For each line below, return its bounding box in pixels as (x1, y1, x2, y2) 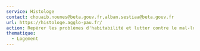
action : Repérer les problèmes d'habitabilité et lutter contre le (6, 25, 177, 31)
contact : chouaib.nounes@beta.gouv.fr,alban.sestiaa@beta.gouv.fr (6, 14, 174, 20)
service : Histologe (6, 8, 55, 15)
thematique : (6, 30, 36, 36)
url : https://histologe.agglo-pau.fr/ (6, 19, 102, 25)
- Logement (11, 36, 39, 42)
